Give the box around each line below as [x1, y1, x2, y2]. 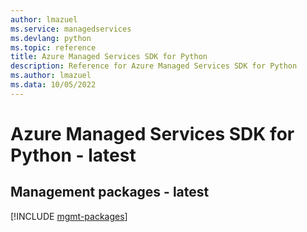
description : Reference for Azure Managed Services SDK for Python [10, 61, 298, 71]
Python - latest [10, 144, 137, 166]
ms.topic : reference [10, 42, 97, 53]
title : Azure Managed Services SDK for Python [10, 52, 208, 62]
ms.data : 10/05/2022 [10, 80, 97, 90]
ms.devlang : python [10, 33, 92, 43]
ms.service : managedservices [10, 24, 132, 34]
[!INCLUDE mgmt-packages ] [10, 210, 128, 222]
